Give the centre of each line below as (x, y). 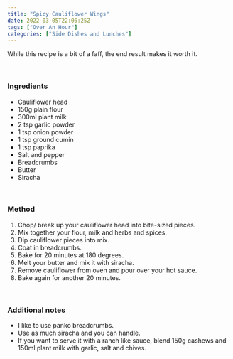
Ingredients (28, 86)
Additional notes (37, 310)
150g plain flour (40, 109)
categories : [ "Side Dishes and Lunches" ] (70, 34)
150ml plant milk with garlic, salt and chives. (82, 348)
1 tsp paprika (36, 147)
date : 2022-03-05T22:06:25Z (49, 21)
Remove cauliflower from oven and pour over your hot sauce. (107, 270)
